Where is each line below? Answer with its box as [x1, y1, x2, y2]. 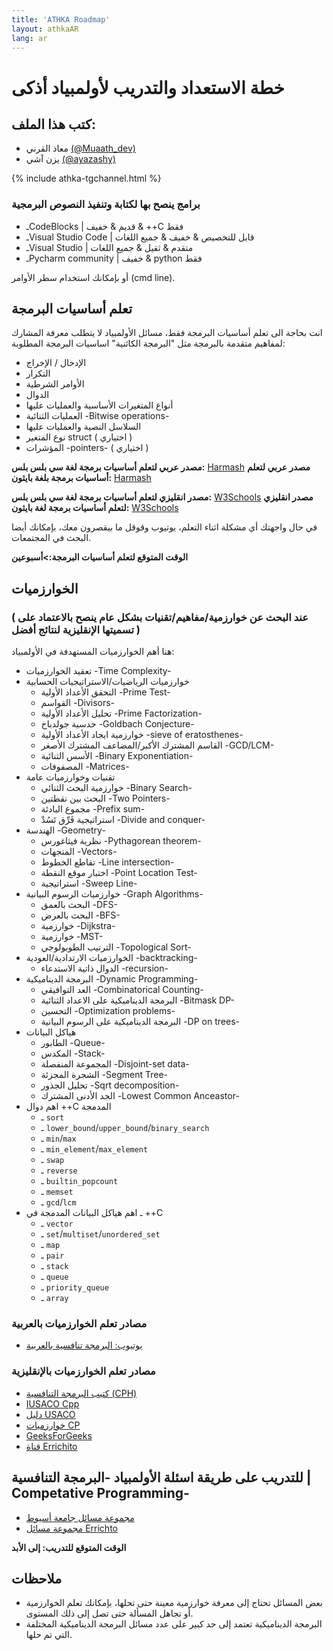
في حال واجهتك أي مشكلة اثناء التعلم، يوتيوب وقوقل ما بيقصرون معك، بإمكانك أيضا [11, 521, 318, 533]
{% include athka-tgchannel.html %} [11, 172, 162, 185]
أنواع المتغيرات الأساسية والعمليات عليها [25, 399, 174, 411]
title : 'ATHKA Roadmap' [11, 14, 111, 25]
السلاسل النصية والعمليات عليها [25, 421, 142, 433]
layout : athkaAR [11, 24, 79, 34]
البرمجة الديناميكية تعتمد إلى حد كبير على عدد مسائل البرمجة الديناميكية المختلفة [25, 1618, 323, 1630]
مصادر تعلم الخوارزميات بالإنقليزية [11, 1364, 156, 1378]
